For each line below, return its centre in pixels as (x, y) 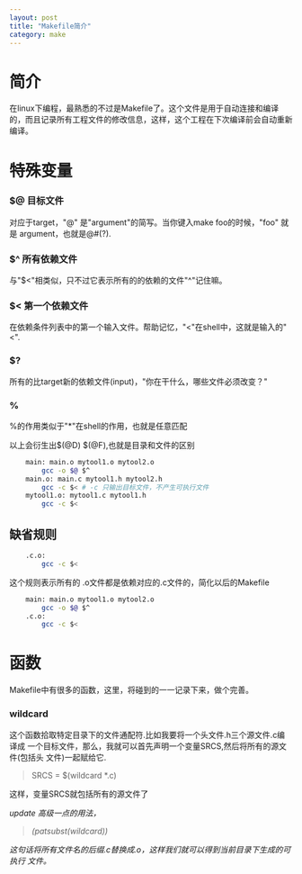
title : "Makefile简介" (50, 26)
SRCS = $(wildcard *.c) (74, 775)
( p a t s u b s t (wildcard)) (70, 831)
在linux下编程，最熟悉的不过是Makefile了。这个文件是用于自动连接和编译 (144, 108)
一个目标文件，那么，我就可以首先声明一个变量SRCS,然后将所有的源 (153, 746)
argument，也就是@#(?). (65, 233)
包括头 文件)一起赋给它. (63, 757)
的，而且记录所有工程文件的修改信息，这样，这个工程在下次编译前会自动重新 (151, 120)
